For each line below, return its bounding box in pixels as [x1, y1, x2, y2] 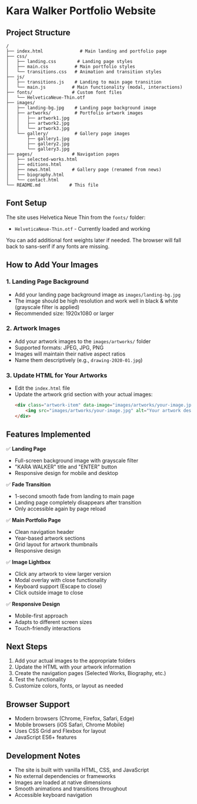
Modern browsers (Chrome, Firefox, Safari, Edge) [14, 715, 135, 722]
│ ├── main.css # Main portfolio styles [6, 64, 135, 69]
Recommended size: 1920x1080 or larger [14, 310, 115, 317]
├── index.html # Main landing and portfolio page [6, 48, 167, 54]
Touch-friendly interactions [14, 624, 81, 632]
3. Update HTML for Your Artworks [6, 371, 108, 379]
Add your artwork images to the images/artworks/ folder [14, 337, 151, 345]
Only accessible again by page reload [14, 505, 106, 512]
